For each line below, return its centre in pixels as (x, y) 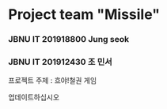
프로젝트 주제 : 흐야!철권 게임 (53, 81)
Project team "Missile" (84, 15)
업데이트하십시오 (34, 97)
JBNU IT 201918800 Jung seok (68, 39)
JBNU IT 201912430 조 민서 (60, 62)
